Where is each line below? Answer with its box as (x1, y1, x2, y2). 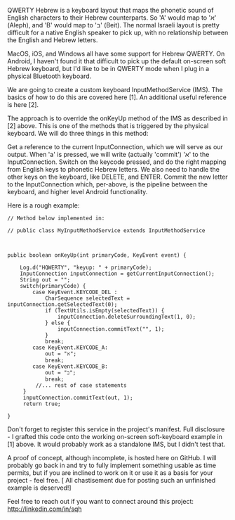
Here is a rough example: (7, 201, 80, 210)
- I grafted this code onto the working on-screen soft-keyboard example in (7, 433, 222, 440)
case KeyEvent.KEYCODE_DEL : (32, 288, 118, 296)
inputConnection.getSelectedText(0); (7, 301, 118, 308)
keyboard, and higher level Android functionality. (7, 188, 148, 196)
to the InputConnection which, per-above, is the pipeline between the (7, 180, 208, 189)
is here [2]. (7, 101, 39, 108)
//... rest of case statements (35, 382, 128, 389)
